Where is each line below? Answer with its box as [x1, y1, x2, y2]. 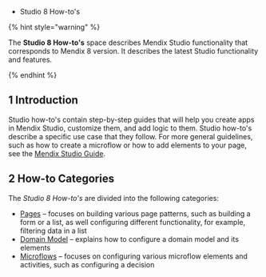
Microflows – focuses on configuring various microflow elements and [19, 251, 248, 261]
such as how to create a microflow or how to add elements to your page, [8, 140, 248, 150]
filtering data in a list [19, 226, 88, 235]
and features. [8, 55, 53, 64]
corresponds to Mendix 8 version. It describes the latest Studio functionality [8, 46, 259, 55]
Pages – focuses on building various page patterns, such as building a [19, 208, 251, 219]
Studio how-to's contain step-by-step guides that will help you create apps [8, 114, 255, 124]
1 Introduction [8, 94, 78, 107]
